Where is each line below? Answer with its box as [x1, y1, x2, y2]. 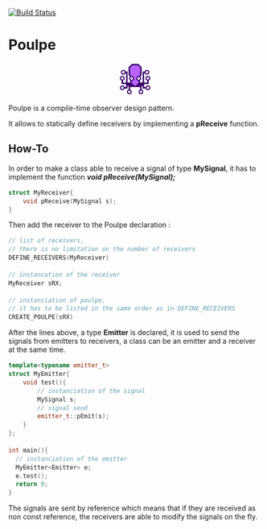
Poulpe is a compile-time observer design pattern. [8, 103, 175, 113]
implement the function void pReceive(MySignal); [8, 172, 176, 181]
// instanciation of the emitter [15, 455, 128, 463]
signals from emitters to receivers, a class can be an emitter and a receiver [8, 337, 256, 346]
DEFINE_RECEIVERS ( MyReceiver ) [8, 254, 110, 262]
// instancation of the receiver [8, 271, 121, 279]
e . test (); [15, 472, 48, 480]
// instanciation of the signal [37, 386, 146, 395]
